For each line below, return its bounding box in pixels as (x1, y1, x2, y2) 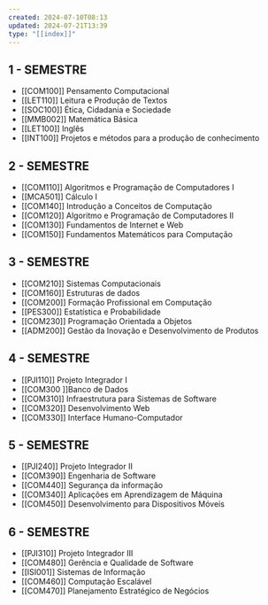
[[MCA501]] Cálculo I (20, 191, 98, 202)
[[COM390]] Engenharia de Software (20, 470, 157, 481)
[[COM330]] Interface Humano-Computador (20, 412, 183, 423)
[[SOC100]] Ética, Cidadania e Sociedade (20, 105, 172, 115)
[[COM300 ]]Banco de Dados (20, 384, 129, 394)
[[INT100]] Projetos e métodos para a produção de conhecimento (20, 133, 260, 143)
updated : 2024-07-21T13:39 (8, 21, 108, 30)
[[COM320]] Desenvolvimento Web (20, 402, 150, 413)
